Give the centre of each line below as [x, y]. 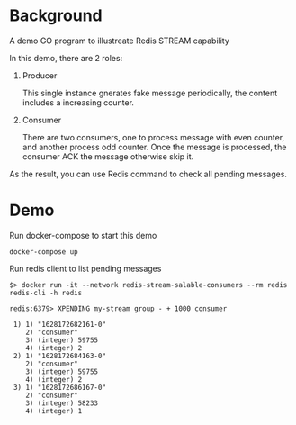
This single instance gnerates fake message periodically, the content [150, 93]
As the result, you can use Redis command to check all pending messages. [148, 174]
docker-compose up [44, 252]
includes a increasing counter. [78, 102]
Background [56, 16]
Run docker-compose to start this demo [83, 235]
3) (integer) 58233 [62, 403]
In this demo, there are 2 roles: [66, 58]
